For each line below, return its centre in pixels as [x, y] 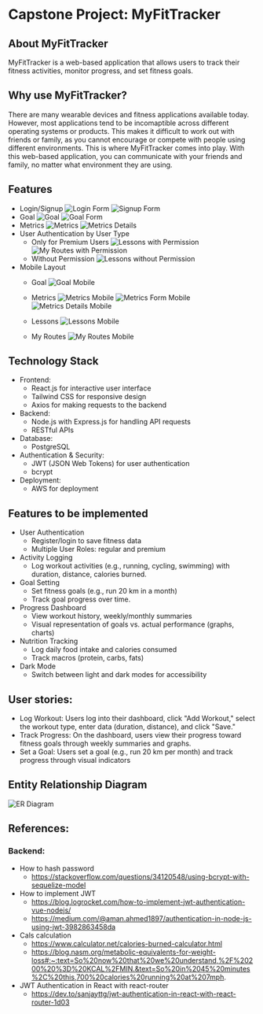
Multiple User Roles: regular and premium [99, 550]
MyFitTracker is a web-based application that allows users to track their [124, 62]
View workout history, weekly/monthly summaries [111, 616]
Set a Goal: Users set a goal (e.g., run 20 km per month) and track [126, 752]
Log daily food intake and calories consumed [104, 649]
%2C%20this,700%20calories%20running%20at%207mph [128, 977]
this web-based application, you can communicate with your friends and [125, 156]
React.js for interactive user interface [91, 388]
